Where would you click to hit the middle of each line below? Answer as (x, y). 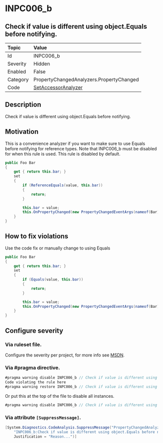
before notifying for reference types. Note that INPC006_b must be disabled (81, 148)
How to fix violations (37, 236)
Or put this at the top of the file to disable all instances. (60, 396)
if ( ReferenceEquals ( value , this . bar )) (63, 185)
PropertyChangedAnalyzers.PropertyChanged (86, 80)
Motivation (22, 132)
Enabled (17, 72)
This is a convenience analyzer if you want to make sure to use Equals (75, 143)
